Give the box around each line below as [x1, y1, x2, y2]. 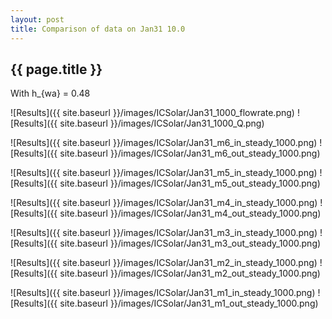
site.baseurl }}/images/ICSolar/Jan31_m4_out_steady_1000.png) [59, 207, 322, 220]
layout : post [10, 14, 65, 25]
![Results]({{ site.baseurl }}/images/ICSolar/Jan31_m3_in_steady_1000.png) [10, 227, 318, 239]
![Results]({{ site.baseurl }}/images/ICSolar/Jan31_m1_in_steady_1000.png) [10, 287, 316, 299]
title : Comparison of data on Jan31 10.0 [10, 24, 186, 34]
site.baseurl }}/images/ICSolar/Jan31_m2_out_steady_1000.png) [59, 267, 321, 280]
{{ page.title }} [10, 61, 103, 78]
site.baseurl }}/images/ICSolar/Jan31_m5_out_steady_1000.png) [59, 177, 321, 190]
